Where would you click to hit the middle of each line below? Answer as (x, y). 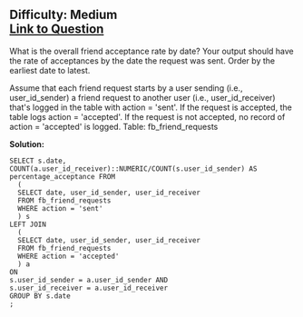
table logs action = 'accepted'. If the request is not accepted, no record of (147, 116)
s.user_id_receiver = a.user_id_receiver (89, 288)
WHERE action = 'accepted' (68, 256)
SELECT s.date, (38, 161)
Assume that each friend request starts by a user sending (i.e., (126, 88)
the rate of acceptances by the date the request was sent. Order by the (142, 60)
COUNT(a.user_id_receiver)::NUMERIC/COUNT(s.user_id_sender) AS (133, 168)
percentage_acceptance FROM (63, 176)
